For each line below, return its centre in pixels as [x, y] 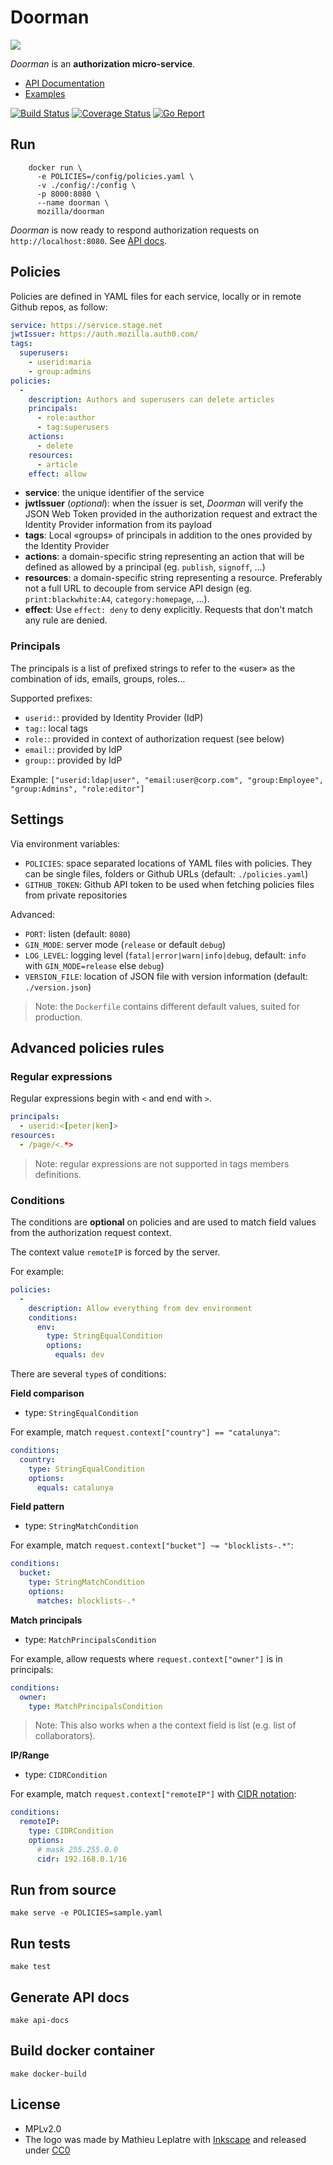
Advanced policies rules [87, 1047]
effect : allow [57, 474]
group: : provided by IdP [73, 760]
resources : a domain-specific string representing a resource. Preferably [173, 578]
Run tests [40, 1943]
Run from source [63, 1890]
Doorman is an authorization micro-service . [103, 63]
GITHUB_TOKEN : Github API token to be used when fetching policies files [169, 884]
